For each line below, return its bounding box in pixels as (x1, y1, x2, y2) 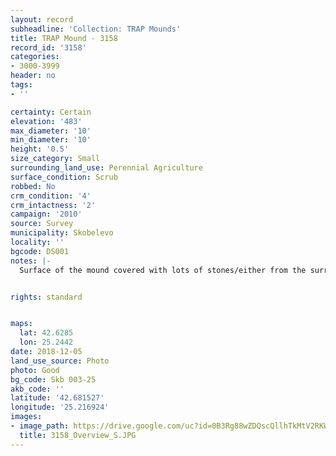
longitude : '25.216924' (10, 402, 110, 413)
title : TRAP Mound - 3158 (10, 33, 118, 43)
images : (10, 412, 43, 422)
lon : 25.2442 (19, 337, 74, 348)
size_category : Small (10, 154, 101, 164)
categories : (10, 52, 60, 62)
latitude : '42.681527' (10, 393, 105, 403)
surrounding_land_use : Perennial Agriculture (10, 163, 203, 173)
